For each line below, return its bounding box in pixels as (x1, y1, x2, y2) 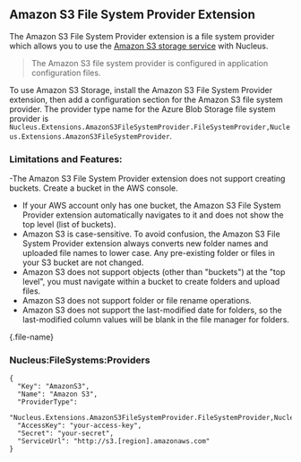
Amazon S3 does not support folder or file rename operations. (21, 295, 253, 306)
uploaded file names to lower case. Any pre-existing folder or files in (21, 248, 276, 259)
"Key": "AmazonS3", (17, 382, 90, 391)
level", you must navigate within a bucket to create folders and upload (21, 277, 280, 287)
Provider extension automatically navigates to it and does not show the (21, 210, 284, 220)
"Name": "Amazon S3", (17, 389, 99, 399)
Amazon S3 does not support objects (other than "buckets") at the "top (21, 267, 286, 278)
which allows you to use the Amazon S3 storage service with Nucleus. (9, 40, 269, 51)
